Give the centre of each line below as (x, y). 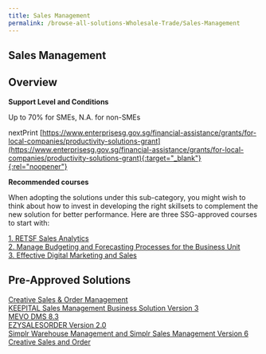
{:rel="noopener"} (38, 166)
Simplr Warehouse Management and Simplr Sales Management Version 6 (129, 333)
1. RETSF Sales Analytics (49, 238)
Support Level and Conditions (59, 101)
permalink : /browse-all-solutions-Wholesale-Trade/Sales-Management (124, 23)
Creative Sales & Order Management (68, 299)
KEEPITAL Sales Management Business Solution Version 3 (104, 308)
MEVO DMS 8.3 (34, 317)
